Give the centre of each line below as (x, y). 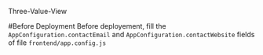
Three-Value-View (38, 11)
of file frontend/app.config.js (57, 43)
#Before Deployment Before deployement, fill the (87, 26)
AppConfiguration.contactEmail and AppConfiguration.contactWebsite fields (131, 34)
